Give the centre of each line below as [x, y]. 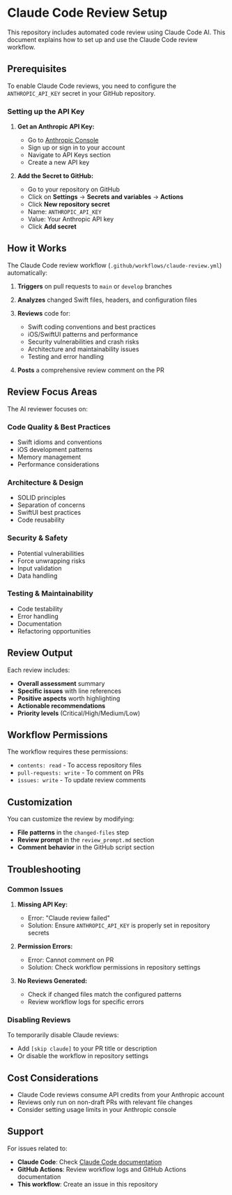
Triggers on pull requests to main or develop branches [94, 286]
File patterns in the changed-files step [73, 833]
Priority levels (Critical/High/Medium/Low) [79, 713]
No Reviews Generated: [52, 981]
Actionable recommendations [61, 705]
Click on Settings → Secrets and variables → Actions [106, 197]
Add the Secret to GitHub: [55, 176]
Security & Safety [38, 538]
